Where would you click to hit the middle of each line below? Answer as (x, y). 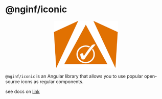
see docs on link (22, 92)
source (13, 82)
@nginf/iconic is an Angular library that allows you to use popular (74, 76)
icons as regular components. (52, 82)
